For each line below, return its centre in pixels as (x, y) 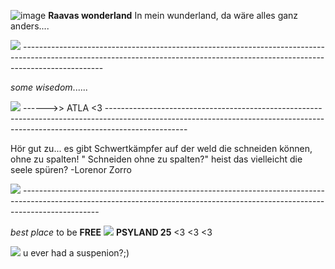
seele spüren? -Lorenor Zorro (71, 169)
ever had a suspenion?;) (80, 253)
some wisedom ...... (49, 87)
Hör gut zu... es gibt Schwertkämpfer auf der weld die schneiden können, (161, 148)
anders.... (30, 26)
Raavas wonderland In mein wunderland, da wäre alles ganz (173, 15)
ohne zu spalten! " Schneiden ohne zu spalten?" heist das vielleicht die (156, 159)
